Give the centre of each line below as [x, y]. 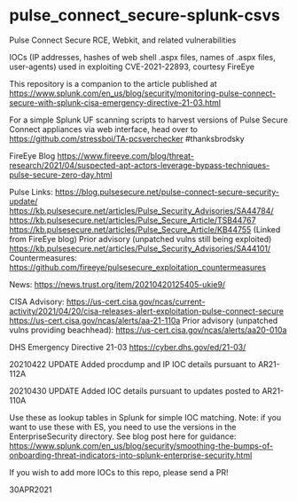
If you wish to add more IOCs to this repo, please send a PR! [119, 472]
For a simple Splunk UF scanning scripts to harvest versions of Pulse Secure [148, 120]
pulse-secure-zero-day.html [61, 175]
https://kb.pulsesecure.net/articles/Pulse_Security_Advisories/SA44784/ [141, 210]
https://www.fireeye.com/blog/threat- [126, 155]
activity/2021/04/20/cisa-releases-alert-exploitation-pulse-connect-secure [146, 310]
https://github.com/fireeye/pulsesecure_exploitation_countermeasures [138, 267]
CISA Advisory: [37, 302]
